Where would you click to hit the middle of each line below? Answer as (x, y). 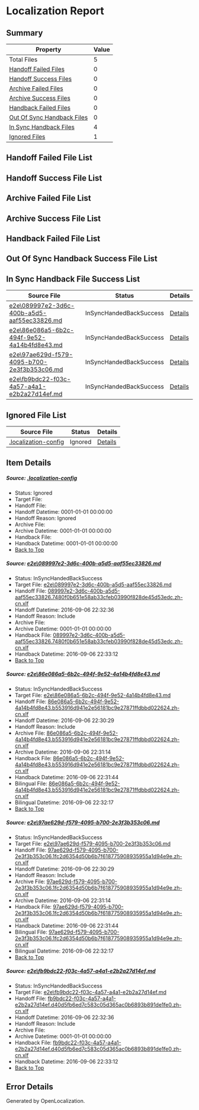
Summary (25, 33)
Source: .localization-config (42, 478)
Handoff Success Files (41, 79)
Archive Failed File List (49, 198)
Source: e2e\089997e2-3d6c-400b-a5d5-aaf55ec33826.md (84, 563)
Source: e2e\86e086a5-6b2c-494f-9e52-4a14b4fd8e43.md (83, 674)
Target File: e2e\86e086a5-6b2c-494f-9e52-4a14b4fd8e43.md (93, 695)
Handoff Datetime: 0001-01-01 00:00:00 (64, 512)
